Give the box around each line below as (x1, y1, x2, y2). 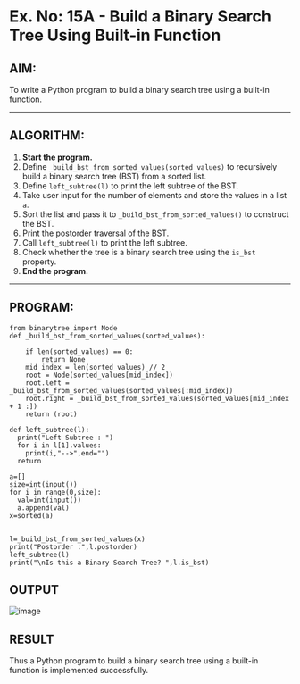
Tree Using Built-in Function (9, 25, 221, 46)
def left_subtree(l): (9, 425, 90, 434)
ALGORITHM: (9, 128, 85, 144)
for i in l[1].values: (17, 440, 102, 450)
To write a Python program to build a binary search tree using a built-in (9, 85, 270, 95)
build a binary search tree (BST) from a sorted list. (21, 171, 207, 181)
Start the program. (21, 152, 93, 163)
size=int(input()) (9, 480, 78, 488)
